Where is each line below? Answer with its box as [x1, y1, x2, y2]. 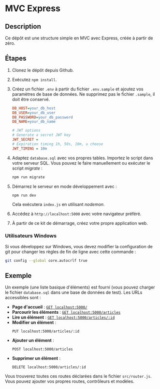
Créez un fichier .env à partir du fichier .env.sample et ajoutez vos [12, 86, 144, 92]
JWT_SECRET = [12, 137, 39, 142]
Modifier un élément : [12, 320, 57, 325]
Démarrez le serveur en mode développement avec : [12, 183, 117, 189]
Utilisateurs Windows [5, 233, 57, 239]
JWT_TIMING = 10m [12, 146, 47, 151]
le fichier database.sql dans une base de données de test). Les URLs [5, 289, 143, 295]
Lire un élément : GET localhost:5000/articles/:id [12, 314, 115, 321]
